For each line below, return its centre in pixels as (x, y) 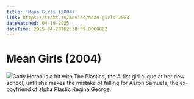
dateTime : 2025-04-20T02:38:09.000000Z (57, 29)
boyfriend (19, 89)
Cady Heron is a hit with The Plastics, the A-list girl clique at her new (99, 77)
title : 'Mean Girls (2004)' (42, 12)
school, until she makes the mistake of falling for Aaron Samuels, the (92, 83)
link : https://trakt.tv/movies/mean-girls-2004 (68, 18)
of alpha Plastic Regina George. (72, 89)
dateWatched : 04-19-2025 (38, 23)
